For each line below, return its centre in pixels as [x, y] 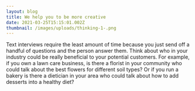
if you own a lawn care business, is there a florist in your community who [94, 63]
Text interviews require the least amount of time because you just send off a [98, 45]
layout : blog [22, 11]
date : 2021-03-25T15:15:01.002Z [45, 22]
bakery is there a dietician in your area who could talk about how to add [93, 76]
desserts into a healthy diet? [40, 82]
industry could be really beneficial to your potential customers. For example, [98, 57]
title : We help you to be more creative [56, 17]
